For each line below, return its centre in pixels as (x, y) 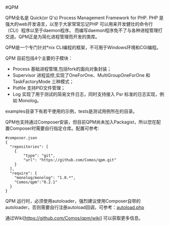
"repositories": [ (29, 147)
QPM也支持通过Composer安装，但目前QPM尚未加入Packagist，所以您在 (81, 122)
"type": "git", (39, 156)
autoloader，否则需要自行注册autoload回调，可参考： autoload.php (75, 207)
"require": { (24, 173)
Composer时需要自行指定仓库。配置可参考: (54, 128)
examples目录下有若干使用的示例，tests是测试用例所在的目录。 (71, 111)
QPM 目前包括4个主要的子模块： (39, 58)
